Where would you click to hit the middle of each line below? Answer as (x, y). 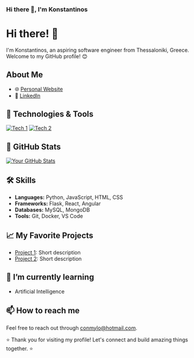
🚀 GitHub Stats (33, 147)
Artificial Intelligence (40, 291)
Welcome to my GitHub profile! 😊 (47, 56)
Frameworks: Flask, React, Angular (58, 204)
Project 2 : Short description (48, 258)
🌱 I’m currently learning (50, 277)
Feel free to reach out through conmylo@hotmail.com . (72, 328)
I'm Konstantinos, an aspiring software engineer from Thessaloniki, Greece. (98, 50)
